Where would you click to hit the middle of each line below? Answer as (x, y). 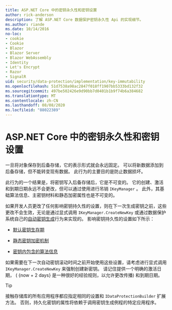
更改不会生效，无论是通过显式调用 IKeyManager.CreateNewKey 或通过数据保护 (86, 212)
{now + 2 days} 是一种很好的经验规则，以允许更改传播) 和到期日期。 (90, 275)
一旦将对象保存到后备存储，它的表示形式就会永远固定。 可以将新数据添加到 (84, 165)
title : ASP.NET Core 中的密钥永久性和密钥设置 (51, 10)
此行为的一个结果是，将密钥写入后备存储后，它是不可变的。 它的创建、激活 (84, 182)
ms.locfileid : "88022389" (33, 110)
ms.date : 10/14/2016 (27, 29)
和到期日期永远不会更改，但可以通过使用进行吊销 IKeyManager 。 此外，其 (83, 189)
